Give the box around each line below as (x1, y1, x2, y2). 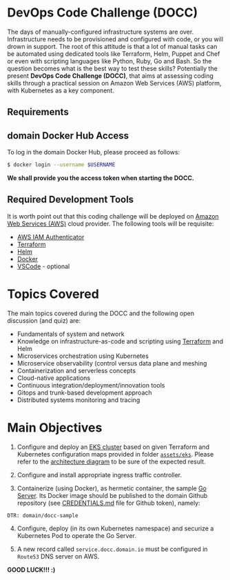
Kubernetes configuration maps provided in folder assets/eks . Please (17, 450, 214, 458)
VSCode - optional (17, 262, 70, 270)
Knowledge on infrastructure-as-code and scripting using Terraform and (17, 337, 224, 346)
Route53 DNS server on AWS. (17, 552, 100, 560)
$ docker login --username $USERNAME (7, 161, 116, 168)
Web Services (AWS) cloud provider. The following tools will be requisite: (7, 219, 214, 228)
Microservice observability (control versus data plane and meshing (17, 359, 207, 367)
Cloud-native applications (17, 374, 91, 382)
